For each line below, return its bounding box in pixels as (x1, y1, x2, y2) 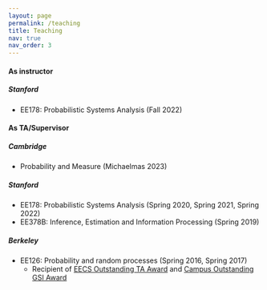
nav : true (8, 34, 42, 42)
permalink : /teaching (8, 19, 81, 27)
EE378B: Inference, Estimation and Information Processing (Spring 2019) (19, 217, 260, 227)
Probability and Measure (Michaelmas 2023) (19, 162, 168, 171)
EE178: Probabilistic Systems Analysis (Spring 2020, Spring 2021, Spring (19, 200, 259, 210)
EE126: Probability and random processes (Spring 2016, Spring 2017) (19, 256, 248, 265)
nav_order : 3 (8, 42, 52, 50)
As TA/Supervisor (8, 123, 70, 133)
